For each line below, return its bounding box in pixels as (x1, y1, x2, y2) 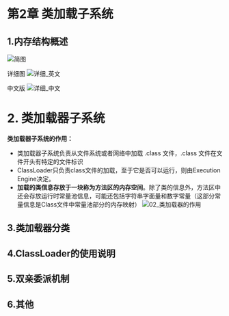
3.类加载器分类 (7, 222, 70, 234)
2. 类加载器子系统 (7, 111, 105, 127)
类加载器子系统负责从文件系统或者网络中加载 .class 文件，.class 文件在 (16, 148, 217, 157)
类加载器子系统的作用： (7, 134, 73, 142)
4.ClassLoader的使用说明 (7, 248, 116, 259)
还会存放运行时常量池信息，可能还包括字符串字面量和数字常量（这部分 (16, 192, 215, 200)
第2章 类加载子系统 (7, 6, 114, 22)
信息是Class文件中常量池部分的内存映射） (23, 200, 142, 209)
